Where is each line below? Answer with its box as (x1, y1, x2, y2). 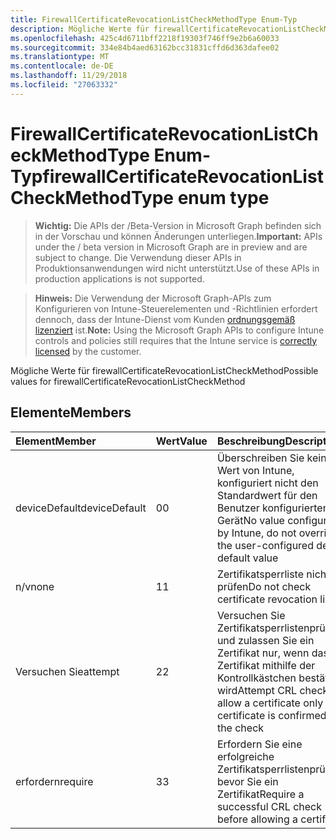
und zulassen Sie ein (216, 633, 315, 647)
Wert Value (155, 434, 208, 448)
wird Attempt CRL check (216, 683, 329, 697)
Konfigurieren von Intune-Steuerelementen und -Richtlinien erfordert (34, 302, 318, 315)
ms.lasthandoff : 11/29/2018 (10, 71, 128, 81)
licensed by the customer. (34, 345, 142, 357)
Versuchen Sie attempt (15, 664, 120, 678)
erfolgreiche (216, 749, 275, 763)
